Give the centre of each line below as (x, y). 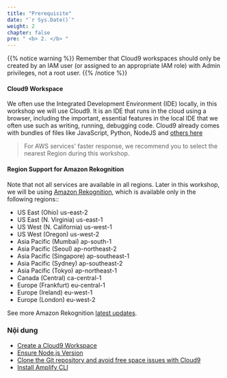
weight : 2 (21, 26)
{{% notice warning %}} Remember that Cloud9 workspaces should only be (114, 58)
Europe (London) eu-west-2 (56, 299)
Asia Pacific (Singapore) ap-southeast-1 (73, 256)
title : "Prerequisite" (39, 13)
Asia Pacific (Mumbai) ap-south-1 (64, 241)
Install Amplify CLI (42, 367)
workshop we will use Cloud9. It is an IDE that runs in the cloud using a (107, 111)
